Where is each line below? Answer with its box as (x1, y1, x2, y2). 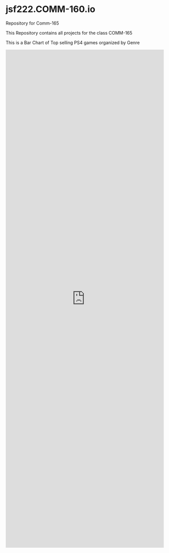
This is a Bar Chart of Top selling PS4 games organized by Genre (6, 39, 140, 46)
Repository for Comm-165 (6, 20, 59, 26)
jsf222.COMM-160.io (6, 4, 96, 15)
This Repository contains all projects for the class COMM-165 (6, 30, 132, 36)
